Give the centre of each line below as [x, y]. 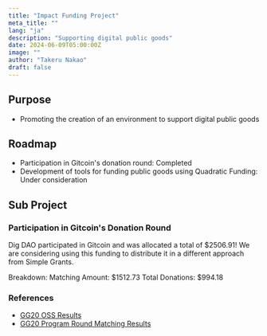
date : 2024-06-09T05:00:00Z [55, 45]
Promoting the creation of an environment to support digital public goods [139, 119]
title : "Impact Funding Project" [64, 16]
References [31, 298]
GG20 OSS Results [51, 315]
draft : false [30, 68]
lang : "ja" [26, 30]
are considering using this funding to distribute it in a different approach [126, 254]
